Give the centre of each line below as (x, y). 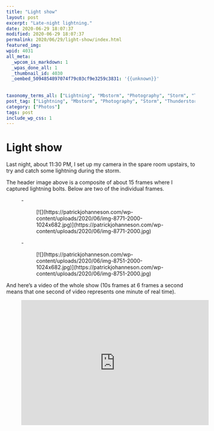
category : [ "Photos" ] (33, 107)
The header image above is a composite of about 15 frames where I (89, 182)
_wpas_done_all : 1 (35, 68)
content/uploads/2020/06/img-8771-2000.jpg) (94, 231)
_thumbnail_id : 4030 (37, 73)
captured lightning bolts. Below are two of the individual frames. (85, 189)
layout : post (22, 17)
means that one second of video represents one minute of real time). (91, 292)
